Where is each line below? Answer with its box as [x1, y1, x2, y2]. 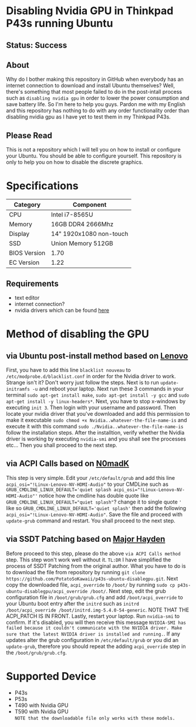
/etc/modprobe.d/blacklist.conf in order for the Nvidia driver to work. [6, 373, 176, 380]
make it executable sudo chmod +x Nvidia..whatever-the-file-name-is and [6, 416, 187, 423]
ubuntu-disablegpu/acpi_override [6, 588, 88, 594]
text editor [14, 294, 40, 301]
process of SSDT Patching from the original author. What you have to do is [6, 562, 186, 570]
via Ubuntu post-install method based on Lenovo [6, 351, 188, 361]
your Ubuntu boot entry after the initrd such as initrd [6, 600, 140, 607]
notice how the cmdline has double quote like [39, 492, 149, 499]
